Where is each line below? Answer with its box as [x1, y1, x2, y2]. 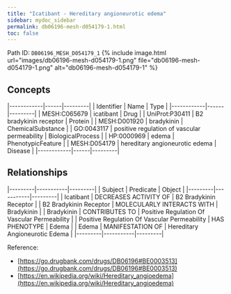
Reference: [7, 243, 39, 252]
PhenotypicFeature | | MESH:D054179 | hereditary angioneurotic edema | [7, 139, 217, 148]
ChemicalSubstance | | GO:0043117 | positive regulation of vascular [7, 125, 201, 133]
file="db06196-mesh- [138, 56, 200, 65]
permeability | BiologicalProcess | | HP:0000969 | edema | [7, 132, 175, 140]
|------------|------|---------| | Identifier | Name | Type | [7, 102, 168, 111]
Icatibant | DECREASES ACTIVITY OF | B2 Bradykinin [64, 192, 216, 201]
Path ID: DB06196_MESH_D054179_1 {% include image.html [7, 49, 167, 57]
